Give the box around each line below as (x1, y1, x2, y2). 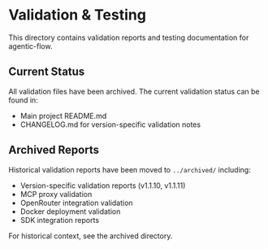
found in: (8, 95, 38, 105)
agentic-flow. (8, 41, 53, 50)
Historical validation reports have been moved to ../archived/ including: (8, 164, 252, 174)
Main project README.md (19, 111, 107, 120)
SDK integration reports (19, 215, 100, 225)
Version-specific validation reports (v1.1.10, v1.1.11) (19, 181, 186, 190)
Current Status (8, 65, 85, 79)
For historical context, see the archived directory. (8, 230, 173, 241)
